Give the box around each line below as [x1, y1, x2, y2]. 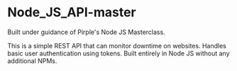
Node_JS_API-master [7, 4, 136, 21]
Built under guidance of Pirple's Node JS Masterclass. [7, 28, 165, 36]
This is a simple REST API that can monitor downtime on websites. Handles [7, 41, 227, 50]
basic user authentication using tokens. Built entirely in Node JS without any [7, 49, 230, 58]
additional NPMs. [7, 56, 57, 65]
